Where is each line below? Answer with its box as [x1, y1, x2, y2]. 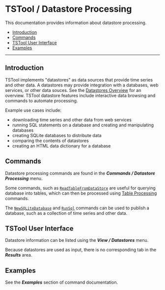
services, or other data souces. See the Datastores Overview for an [5, 87, 141, 93]
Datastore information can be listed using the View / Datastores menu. [5, 237, 149, 243]
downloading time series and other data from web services [12, 116, 132, 122]
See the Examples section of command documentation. [5, 279, 118, 286]
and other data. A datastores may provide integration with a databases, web [5, 82, 159, 88]
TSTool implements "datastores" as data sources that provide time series [5, 77, 153, 83]
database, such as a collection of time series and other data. [5, 210, 128, 216]
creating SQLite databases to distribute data [12, 132, 102, 138]
